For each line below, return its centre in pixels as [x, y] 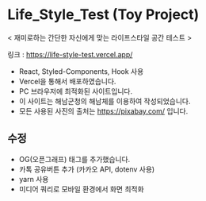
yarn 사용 [34, 179]
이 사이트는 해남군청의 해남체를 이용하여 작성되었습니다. [105, 101]
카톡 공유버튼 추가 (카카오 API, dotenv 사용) [87, 169]
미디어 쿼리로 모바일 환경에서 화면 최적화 [81, 189]
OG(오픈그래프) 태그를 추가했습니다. [74, 159]
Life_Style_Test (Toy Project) [103, 15]
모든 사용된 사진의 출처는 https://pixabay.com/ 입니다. [103, 111]
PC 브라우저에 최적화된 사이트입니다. [76, 91]
